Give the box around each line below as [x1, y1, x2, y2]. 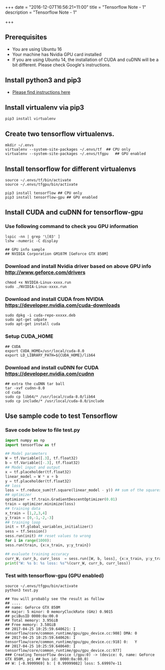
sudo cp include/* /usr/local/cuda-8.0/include [5, 398, 105, 404]
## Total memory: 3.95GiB [5, 618, 58, 623]
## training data [5, 506, 41, 511]
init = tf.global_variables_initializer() [5, 524, 93, 529]
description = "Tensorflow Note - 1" [5, 9, 77, 15]
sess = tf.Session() [5, 529, 48, 534]
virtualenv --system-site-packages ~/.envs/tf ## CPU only [5, 147, 131, 152]
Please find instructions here [12, 89, 70, 95]
